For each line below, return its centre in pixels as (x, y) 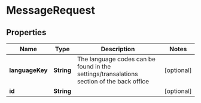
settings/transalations (107, 74)
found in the (94, 66)
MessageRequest (51, 10)
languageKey (28, 70)
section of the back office (113, 81)
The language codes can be (116, 59)
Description (118, 49)
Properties (26, 32)
